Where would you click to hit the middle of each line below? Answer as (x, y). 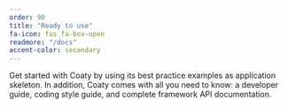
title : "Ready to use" (51, 26)
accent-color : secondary (55, 50)
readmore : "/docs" (43, 42)
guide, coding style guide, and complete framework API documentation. (140, 95)
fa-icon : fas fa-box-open (57, 34)
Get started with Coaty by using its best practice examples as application (143, 75)
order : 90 (27, 17)
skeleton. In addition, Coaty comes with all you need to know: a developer (144, 85)
